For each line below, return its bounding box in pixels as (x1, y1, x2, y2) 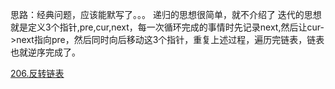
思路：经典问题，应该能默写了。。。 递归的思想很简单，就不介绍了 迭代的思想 (10, 9, 322, 20)
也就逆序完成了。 (10, 46, 81, 58)
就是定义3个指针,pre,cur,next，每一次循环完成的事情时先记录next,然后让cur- (10, 21, 325, 33)
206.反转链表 (10, 68, 65, 79)
